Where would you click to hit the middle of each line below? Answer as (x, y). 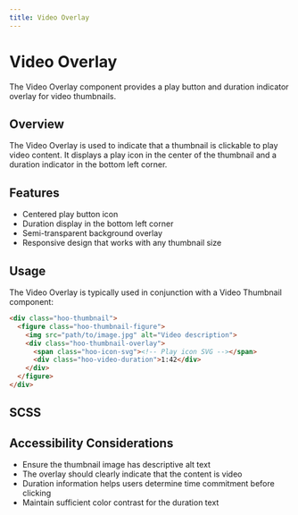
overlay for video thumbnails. (63, 96)
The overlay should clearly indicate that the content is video (132, 474)
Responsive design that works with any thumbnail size (122, 243)
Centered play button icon (70, 215)
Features (34, 193)
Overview (37, 124)
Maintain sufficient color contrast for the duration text (120, 502)
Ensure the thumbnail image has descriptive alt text (116, 465)
